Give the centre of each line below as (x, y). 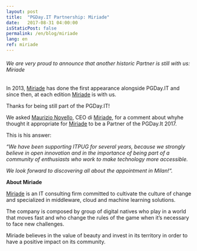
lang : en (17, 39)
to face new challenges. (35, 224)
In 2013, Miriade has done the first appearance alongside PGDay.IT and (93, 88)
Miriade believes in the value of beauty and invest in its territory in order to (97, 236)
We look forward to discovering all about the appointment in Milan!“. (90, 171)
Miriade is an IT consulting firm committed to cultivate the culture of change (99, 194)
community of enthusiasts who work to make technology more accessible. (97, 159)
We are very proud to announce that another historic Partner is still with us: (98, 63)
